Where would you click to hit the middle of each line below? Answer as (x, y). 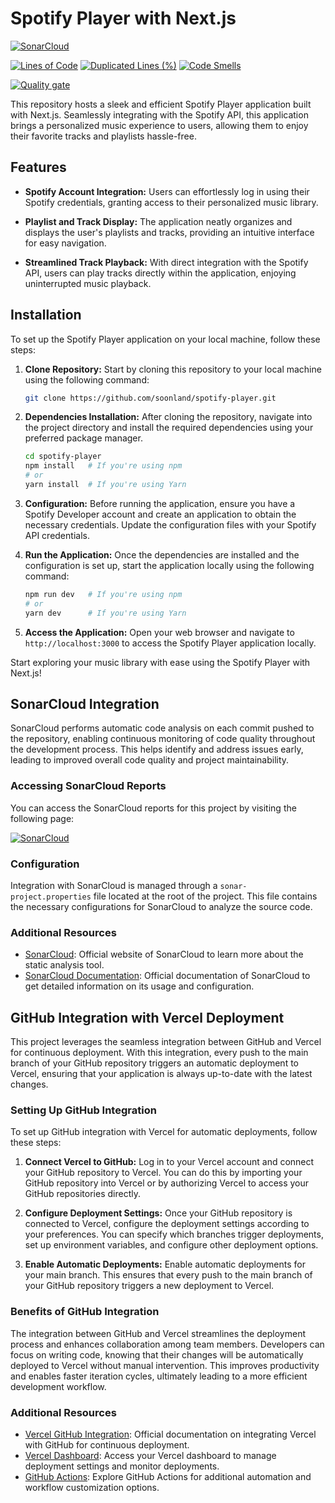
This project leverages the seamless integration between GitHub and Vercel (166, 1042)
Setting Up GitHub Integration (83, 1110)
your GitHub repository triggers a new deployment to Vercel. (149, 1286)
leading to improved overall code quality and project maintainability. (150, 760)
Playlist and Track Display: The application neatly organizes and (158, 221)
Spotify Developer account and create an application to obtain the (160, 514)
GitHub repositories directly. (82, 1194)
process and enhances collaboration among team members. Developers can (167, 1344)
